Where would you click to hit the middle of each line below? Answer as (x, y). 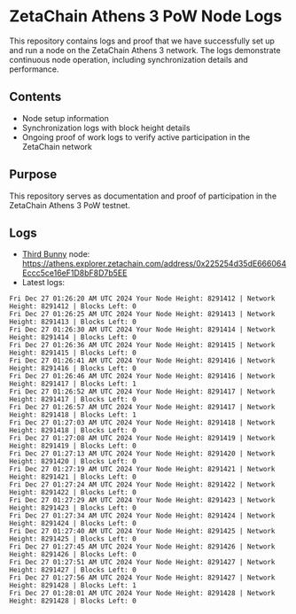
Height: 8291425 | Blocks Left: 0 (73, 539)
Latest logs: (43, 283)
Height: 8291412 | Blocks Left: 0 (73, 307)
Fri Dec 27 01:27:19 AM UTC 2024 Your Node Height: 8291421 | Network (142, 470)
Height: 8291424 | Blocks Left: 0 (73, 524)
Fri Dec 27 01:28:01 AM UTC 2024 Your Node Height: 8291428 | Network (142, 594)
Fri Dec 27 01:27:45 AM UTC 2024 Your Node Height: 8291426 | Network (142, 547)
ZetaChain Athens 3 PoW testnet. (70, 205)
